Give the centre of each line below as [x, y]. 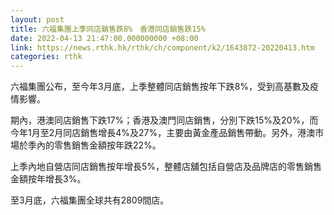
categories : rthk [46, 57]
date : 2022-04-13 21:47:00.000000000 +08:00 [104, 38]
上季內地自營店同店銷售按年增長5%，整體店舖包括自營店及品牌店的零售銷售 [166, 167]
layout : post [37, 19]
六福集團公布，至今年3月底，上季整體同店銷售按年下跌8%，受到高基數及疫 [165, 87]
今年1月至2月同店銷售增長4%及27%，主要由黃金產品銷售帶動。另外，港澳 [163, 133]
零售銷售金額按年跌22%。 [107, 145]
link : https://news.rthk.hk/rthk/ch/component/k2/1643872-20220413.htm [162, 47]
